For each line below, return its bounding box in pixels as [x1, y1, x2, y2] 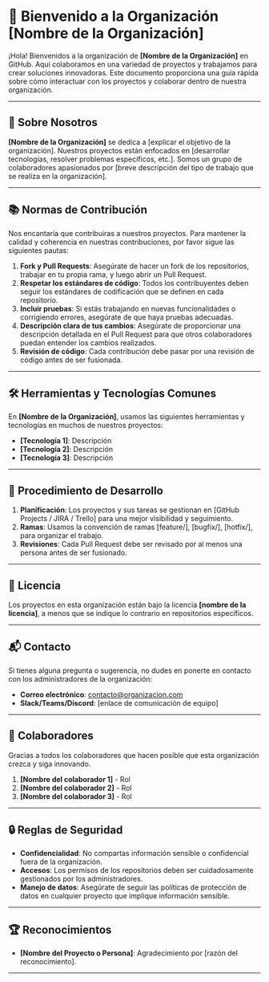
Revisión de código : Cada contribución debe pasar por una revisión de [19, 346, 255, 356]
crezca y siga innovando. [8, 759, 91, 768]
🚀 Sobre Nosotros [8, 116, 98, 129]
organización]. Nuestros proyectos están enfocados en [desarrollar [8, 145, 230, 155]
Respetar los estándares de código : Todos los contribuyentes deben [19, 278, 249, 287]
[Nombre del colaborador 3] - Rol [19, 791, 132, 801]
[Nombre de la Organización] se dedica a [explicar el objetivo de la [8, 137, 231, 147]
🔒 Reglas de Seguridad [8, 823, 123, 837]
